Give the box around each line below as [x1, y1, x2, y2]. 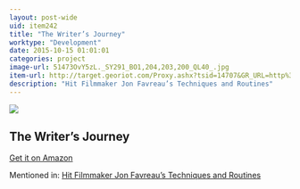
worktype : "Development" [9, 37, 102, 47]
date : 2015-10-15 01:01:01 [9, 46, 110, 55]
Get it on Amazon [9, 152, 73, 163]
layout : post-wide [9, 12, 78, 22]
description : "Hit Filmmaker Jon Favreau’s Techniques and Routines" [9, 79, 274, 88]
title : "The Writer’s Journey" [9, 29, 126, 38]
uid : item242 [9, 21, 58, 30]
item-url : [9, 71, 46, 80]
